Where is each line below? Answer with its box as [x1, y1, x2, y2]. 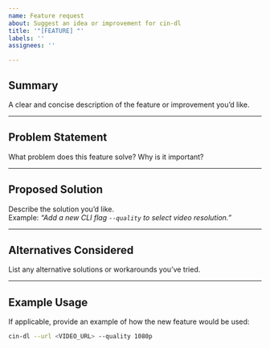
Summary [8, 78, 59, 92]
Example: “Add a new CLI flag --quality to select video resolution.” [8, 212, 232, 222]
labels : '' [8, 34, 45, 43]
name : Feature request [8, 11, 84, 20]
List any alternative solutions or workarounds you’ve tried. [8, 264, 201, 274]
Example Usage [8, 295, 88, 309]
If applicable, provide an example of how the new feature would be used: [8, 317, 250, 326]
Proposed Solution [8, 182, 103, 197]
